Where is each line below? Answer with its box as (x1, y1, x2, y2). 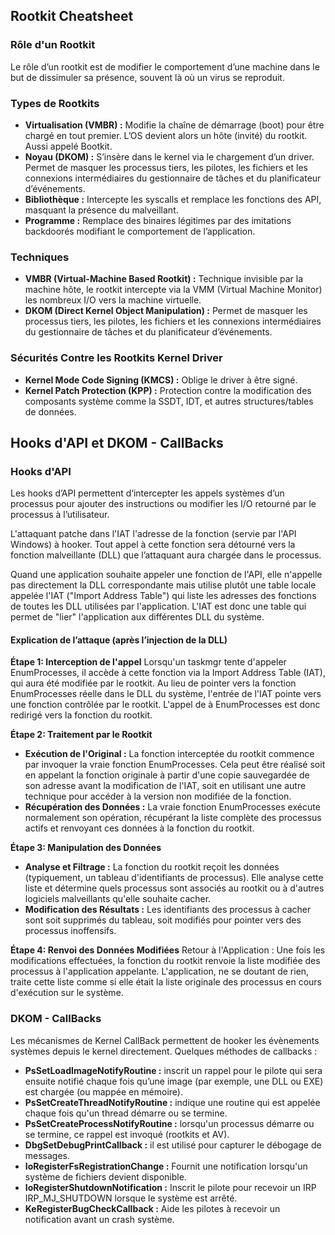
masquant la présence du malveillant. (24, 204, 179, 216)
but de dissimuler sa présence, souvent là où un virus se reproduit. (10, 71, 285, 83)
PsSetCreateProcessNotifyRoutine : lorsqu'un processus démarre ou (24, 1117, 315, 1129)
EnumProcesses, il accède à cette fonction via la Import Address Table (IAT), (10, 667, 326, 679)
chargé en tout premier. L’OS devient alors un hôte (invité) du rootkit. (24, 129, 308, 141)
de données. (24, 405, 77, 418)
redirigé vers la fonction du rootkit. (10, 709, 153, 721)
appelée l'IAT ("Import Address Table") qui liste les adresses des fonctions (10, 590, 317, 602)
